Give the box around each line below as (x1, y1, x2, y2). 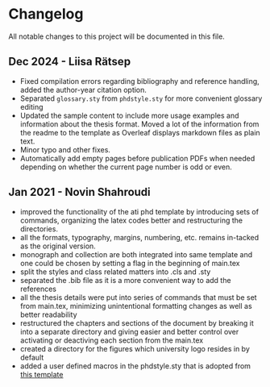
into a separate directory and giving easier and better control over (19, 327, 239, 336)
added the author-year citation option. (19, 85, 147, 94)
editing (19, 102, 44, 111)
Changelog (8, 5, 84, 23)
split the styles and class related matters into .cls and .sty (19, 267, 211, 277)
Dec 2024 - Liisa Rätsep (8, 55, 131, 69)
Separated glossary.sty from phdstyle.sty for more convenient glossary (19, 94, 263, 103)
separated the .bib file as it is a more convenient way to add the (19, 275, 231, 285)
